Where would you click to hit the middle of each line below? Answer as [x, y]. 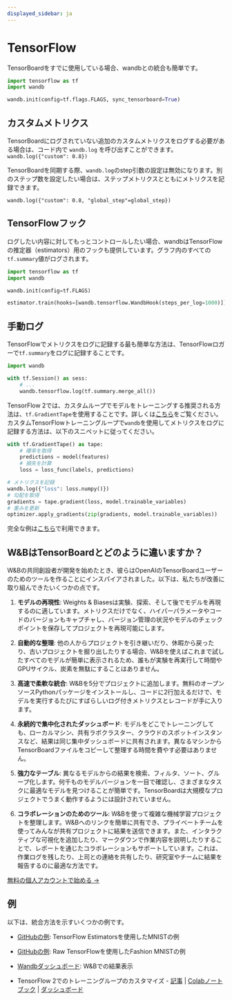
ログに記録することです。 [91, 353]
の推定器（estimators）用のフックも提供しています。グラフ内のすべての [109, 250]
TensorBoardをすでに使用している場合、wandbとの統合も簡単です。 [104, 68]
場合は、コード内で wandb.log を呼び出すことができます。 [95, 150]
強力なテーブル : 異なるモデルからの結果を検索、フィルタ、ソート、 [112, 773]
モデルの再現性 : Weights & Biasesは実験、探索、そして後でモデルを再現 [119, 602]
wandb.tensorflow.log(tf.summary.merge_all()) [88, 391]
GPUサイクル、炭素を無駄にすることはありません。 [90, 669]
